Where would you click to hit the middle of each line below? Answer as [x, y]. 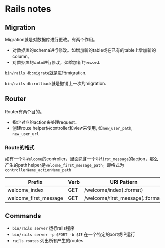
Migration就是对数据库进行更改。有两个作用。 [51, 40]
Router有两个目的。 [25, 111]
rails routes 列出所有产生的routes [48, 240]
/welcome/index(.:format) [114, 190]
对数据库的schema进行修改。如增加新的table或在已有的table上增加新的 [84, 50]
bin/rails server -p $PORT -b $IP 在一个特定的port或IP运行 [73, 234]
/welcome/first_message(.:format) [124, 198]
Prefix [35, 182]
